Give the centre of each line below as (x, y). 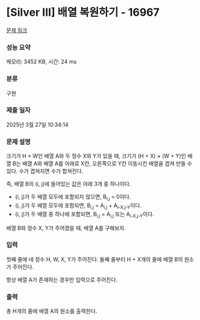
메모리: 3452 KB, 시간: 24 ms (42, 62)
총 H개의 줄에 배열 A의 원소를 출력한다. (52, 311)
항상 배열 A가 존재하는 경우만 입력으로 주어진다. (62, 280)
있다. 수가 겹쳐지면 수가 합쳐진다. (45, 171)
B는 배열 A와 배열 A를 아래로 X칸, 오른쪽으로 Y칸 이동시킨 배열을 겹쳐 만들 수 (102, 164)
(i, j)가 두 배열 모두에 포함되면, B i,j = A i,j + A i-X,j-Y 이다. (78, 206)
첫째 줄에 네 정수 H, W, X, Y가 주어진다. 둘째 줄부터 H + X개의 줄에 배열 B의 (95, 259)
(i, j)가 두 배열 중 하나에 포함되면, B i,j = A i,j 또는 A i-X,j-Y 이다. (85, 215)
